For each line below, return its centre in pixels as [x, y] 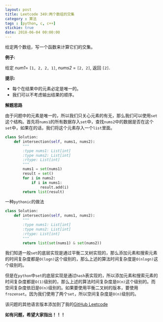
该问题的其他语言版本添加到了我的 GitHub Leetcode [57, 304]
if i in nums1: [47, 183]
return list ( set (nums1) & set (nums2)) [62, 243]
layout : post [18, 10]
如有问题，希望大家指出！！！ [35, 315]
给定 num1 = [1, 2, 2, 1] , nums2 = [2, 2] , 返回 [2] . [58, 68]
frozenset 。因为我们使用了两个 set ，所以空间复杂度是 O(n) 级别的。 [72, 294]
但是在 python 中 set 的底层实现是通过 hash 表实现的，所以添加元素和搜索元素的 [81, 275]
